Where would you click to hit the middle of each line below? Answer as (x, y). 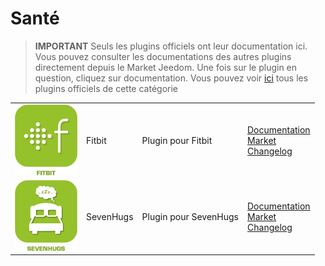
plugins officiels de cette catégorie (106, 88)
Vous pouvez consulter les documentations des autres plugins (163, 56)
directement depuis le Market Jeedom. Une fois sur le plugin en (166, 67)
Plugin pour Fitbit (177, 141)
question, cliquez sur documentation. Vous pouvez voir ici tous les (171, 78)
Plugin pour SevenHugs (190, 216)
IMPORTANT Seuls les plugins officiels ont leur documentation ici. (171, 46)
